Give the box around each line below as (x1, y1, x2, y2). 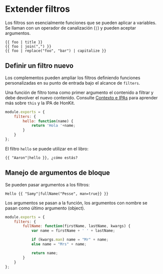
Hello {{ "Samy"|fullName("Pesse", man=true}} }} (5, 191, 109, 196)
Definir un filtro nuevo (5, 61, 74, 70)
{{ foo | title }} (5, 39, 43, 45)
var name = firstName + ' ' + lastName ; (31, 228, 115, 233)
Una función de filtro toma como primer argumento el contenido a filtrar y (5, 90, 154, 95)
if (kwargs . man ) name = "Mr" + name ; (31, 237, 109, 242)
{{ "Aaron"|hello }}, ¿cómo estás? (5, 155, 78, 160)
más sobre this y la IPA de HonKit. (5, 100, 75, 106)
